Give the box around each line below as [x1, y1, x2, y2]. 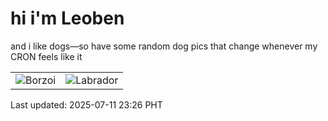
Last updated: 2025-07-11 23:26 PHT [10, 98, 163, 111]
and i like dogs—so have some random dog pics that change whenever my [10, 40, 318, 52]
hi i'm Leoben [10, 7, 125, 30]
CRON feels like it [10, 50, 83, 62]
